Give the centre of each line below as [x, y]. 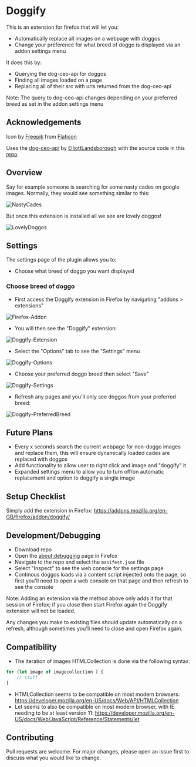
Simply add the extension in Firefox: [49, 511]
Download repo [33, 550]
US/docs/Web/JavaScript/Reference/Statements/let [77, 719]
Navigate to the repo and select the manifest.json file [80, 562]
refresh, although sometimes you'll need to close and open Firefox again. [94, 629]
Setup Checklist [36, 496]
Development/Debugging [53, 535]
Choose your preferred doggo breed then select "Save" [82, 374]
